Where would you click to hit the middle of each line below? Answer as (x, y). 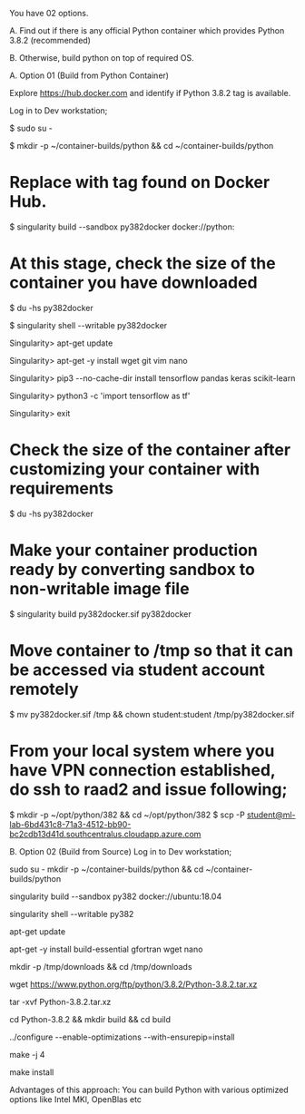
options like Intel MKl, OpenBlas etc (76, 1099)
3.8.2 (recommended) (50, 40)
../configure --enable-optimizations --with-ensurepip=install (122, 1037)
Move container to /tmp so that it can (151, 650)
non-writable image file (99, 589)
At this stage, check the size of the (143, 264)
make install (32, 1072)
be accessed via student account (137, 669)
